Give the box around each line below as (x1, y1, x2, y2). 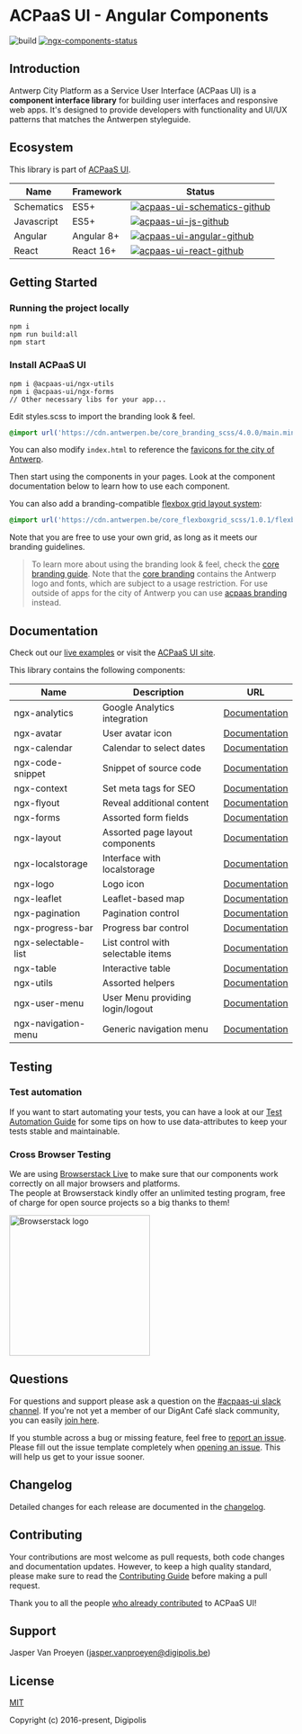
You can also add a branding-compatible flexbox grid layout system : (9, 499, 262, 509)
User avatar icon (102, 727, 173, 740)
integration (102, 713, 148, 725)
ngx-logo (13, 878, 55, 891)
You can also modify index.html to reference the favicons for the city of (9, 445, 275, 455)
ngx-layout (13, 831, 61, 844)
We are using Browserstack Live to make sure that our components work (9, 1169, 279, 1180)
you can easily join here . (9, 1415, 100, 1425)
